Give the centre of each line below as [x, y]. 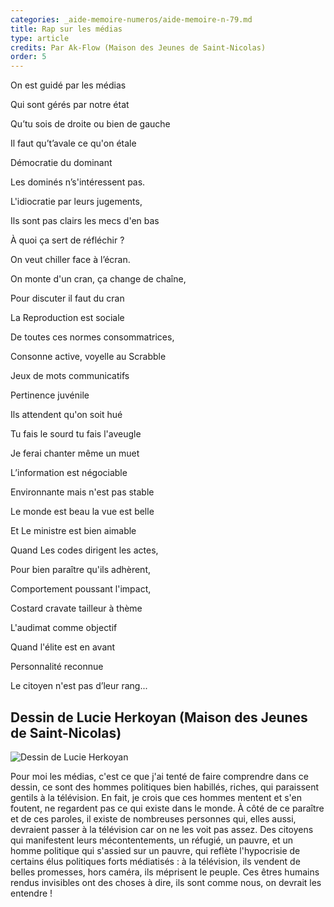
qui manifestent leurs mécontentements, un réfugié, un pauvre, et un [152, 840]
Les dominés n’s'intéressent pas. [78, 182]
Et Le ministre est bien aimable [73, 531]
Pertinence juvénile [50, 395]
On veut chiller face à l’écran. [70, 260]
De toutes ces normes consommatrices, [92, 337]
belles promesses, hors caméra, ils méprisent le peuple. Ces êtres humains [165, 872]
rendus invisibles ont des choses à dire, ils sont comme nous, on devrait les [166, 882]
